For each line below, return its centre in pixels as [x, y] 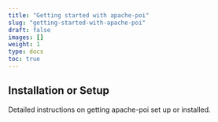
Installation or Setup [59, 91]
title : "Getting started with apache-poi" [79, 15]
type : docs [26, 52]
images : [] [26, 37]
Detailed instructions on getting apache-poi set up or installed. [109, 109]
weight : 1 [24, 45]
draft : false [30, 30]
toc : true [24, 59]
